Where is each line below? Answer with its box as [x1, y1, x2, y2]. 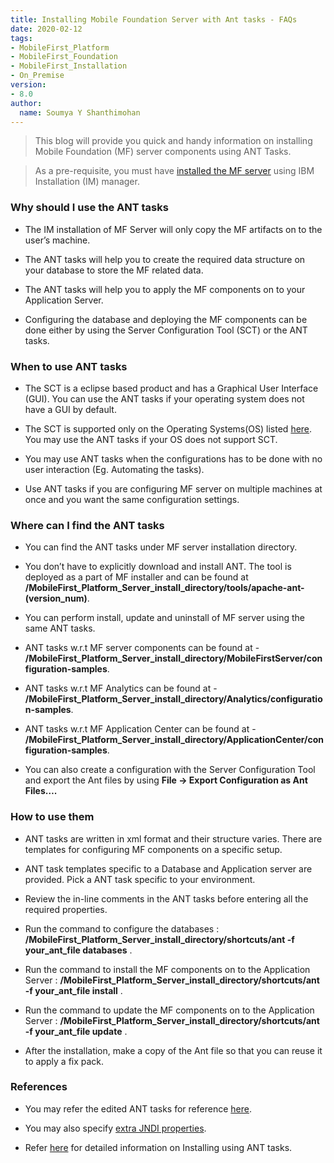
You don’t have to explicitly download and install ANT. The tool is [24, 561, 292, 573]
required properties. [24, 903, 108, 915]
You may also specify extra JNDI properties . [24, 1122, 207, 1134]
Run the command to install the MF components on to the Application [24, 963, 311, 975]
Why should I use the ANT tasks [10, 201, 169, 215]
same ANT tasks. [24, 622, 96, 635]
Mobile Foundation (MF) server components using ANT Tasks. [34, 146, 292, 158]
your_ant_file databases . [24, 944, 133, 956]
